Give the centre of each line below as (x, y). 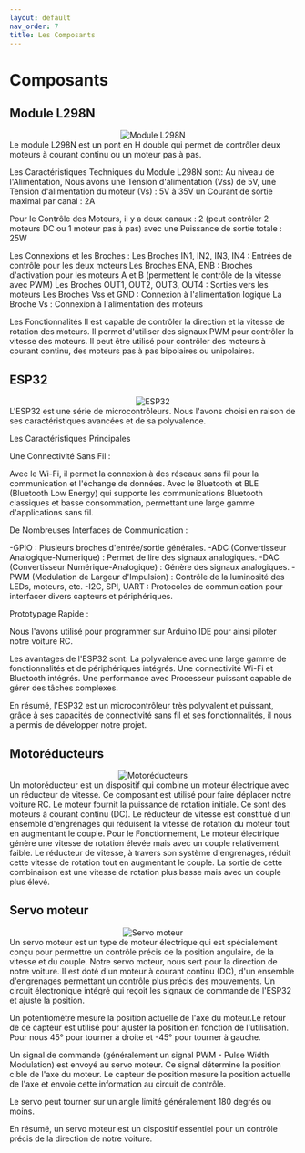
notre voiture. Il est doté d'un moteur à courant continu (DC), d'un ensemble (152, 971)
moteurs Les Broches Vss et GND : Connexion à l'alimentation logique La (146, 295)
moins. (22, 1111)
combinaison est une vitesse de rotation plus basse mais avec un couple (146, 872)
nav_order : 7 (34, 26)
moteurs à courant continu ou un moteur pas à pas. (106, 155)
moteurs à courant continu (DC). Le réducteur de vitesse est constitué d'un (150, 814)
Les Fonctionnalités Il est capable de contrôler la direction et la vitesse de (147, 322)
